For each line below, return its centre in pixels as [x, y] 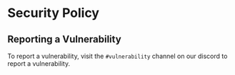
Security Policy [54, 13]
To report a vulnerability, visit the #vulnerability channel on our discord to [117, 56]
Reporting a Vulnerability [64, 39]
